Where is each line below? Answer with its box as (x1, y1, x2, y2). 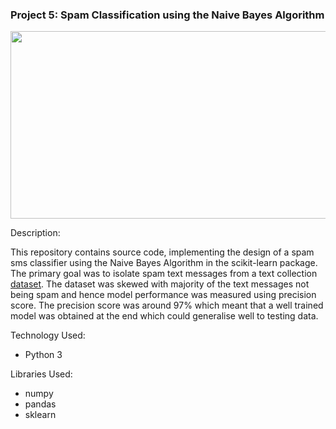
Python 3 (24, 349, 63, 361)
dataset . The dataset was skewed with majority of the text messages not (10, 278, 310, 290)
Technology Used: (10, 329, 86, 342)
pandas (24, 398, 57, 410)
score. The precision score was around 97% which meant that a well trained (10, 299, 324, 312)
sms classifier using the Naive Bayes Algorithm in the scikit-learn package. (10, 257, 318, 269)
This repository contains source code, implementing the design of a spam (10, 246, 315, 258)
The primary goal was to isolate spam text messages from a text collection (10, 268, 318, 280)
